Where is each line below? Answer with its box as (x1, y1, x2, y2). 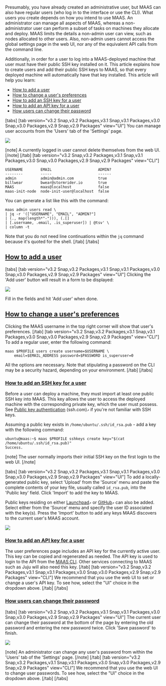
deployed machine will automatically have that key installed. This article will (5, 72, 159, 77)
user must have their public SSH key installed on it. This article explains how (5, 62, 160, 67)
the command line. (5, 47, 43, 52)
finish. (5, 630, 18, 636)
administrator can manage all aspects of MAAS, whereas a (5, 20, 124, 26)
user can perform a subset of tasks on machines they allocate (33, 25, 160, 31)
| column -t (5, 225, 30, 229)
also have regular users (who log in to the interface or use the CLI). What (5, 9, 153, 15)
